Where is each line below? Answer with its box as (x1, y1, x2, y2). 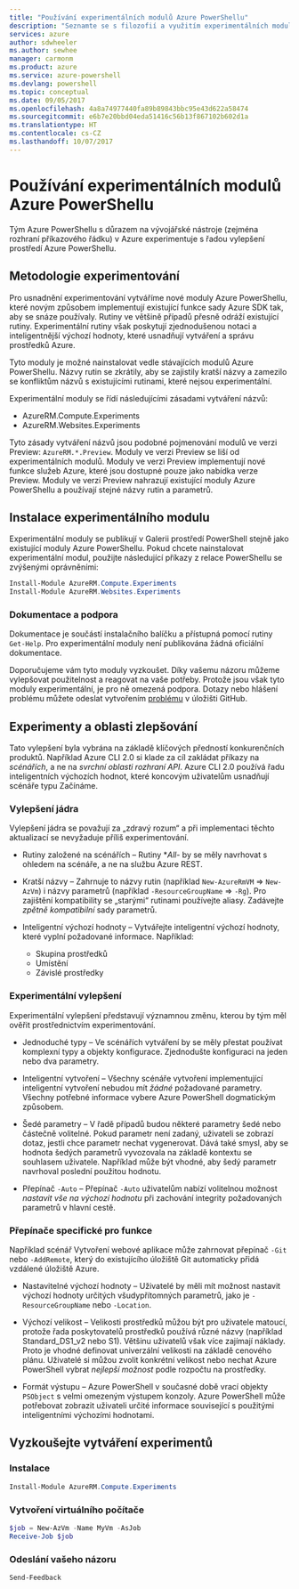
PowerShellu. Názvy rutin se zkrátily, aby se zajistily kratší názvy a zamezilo (9, 366, 287, 377)
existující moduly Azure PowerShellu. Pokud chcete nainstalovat (9, 543, 245, 554)
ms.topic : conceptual (9, 87, 90, 96)
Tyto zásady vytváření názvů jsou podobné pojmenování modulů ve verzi (9, 437, 278, 448)
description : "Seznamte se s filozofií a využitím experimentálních (9, 21, 269, 30)
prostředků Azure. (9, 339, 76, 350)
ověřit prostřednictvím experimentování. (9, 1019, 156, 1030)
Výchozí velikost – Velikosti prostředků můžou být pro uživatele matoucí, (21, 1317, 287, 1327)
